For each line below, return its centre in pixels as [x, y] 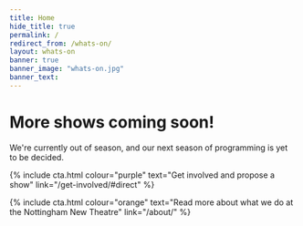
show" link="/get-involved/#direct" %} [82, 184]
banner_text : [34, 77]
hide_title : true [42, 26]
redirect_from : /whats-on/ [61, 43]
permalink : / [34, 35]
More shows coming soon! [112, 122]
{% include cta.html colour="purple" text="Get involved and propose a [142, 175]
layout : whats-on [42, 52]
